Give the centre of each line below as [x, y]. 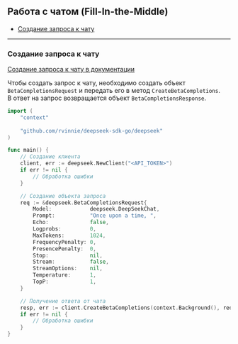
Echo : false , [71, 223]
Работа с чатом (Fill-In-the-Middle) [88, 12]
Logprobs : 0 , [65, 229]
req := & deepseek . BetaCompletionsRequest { [84, 202]
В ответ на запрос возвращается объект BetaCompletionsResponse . [107, 98]
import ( [20, 111]
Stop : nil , [68, 255]
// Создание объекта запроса [63, 196]
